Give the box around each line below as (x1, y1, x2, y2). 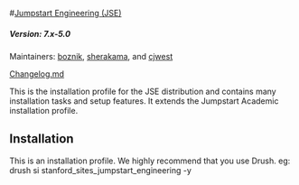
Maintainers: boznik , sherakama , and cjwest (9, 51, 173, 61)
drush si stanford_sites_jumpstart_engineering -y (9, 164, 192, 175)
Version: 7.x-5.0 (9, 28, 71, 39)
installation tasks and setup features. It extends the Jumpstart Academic (9, 95, 279, 106)
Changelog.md (9, 68, 65, 79)
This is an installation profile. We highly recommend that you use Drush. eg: (9, 155, 291, 166)
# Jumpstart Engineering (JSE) (9, 8, 122, 18)
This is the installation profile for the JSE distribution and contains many (9, 86, 277, 97)
